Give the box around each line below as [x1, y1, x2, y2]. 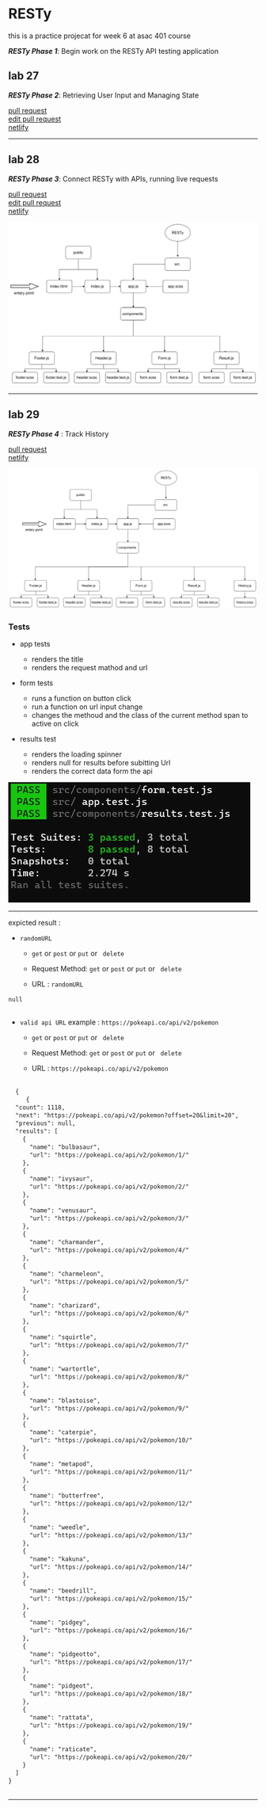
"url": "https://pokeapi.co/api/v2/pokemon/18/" [28, 1689, 193, 1698]
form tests [19, 678, 54, 688]
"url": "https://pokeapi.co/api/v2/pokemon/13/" [28, 1531, 193, 1539]
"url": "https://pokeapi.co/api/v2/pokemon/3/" [28, 1214, 190, 1222]
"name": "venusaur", [28, 1206, 97, 1215]
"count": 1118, [15, 1103, 66, 1112]
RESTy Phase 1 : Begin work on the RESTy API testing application [8, 46, 219, 55]
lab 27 [8, 69, 40, 83]
